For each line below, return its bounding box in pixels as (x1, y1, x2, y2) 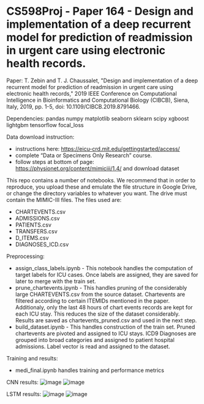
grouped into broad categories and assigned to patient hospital (15, 336, 175, 343)
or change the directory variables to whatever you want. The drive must (6, 189, 187, 197)
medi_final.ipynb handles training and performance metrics (15, 367, 164, 374)
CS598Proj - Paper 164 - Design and (6, 4, 194, 18)
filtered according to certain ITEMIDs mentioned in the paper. (15, 297, 170, 305)
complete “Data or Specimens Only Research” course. (15, 152, 152, 159)
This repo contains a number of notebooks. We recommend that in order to (6, 176, 196, 184)
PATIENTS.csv (15, 221, 52, 228)
